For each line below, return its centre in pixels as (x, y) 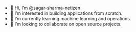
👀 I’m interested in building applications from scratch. (66, 13)
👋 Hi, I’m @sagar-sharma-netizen (45, 8)
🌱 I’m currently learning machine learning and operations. (71, 19)
